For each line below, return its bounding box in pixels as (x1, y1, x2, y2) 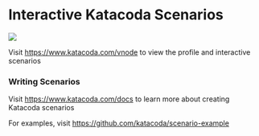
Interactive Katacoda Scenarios (8, 6, 224, 24)
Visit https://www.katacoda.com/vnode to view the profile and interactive (8, 47, 251, 57)
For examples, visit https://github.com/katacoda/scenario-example (8, 118, 229, 128)
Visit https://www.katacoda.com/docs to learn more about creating (8, 94, 230, 104)
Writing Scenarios (8, 76, 80, 87)
